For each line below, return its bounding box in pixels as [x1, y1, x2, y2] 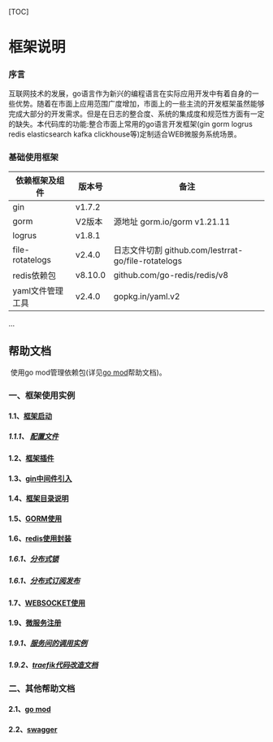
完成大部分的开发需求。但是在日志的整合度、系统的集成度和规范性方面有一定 [8, 109, 265, 119]
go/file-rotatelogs [113, 255, 183, 267]
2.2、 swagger [8, 724, 58, 734]
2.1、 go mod [8, 705, 51, 714]
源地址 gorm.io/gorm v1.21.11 [113, 215, 231, 227]
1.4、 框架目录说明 [8, 493, 69, 503]
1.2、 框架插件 [8, 453, 54, 463]
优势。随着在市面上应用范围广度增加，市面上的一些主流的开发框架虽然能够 [15, 99, 265, 109]
